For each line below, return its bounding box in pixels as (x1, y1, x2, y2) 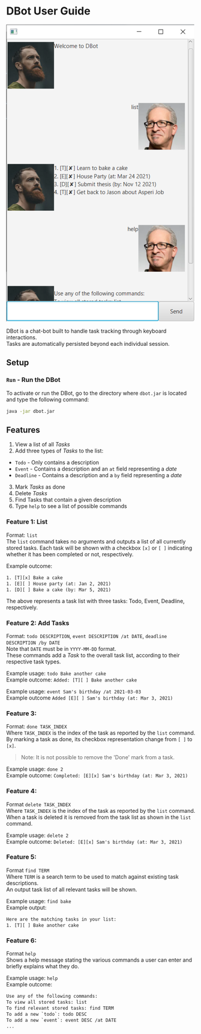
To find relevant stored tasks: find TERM (6, 1005, 114, 1012)
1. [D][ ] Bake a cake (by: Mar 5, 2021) (6, 586, 112, 593)
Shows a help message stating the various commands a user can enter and (6, 956, 193, 963)
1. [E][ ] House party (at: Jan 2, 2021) (6, 580, 112, 587)
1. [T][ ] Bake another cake (6, 922, 79, 929)
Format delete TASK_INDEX (6, 800, 71, 808)
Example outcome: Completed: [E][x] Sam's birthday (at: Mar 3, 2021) (6, 772, 188, 779)
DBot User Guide (6, 4, 91, 18)
